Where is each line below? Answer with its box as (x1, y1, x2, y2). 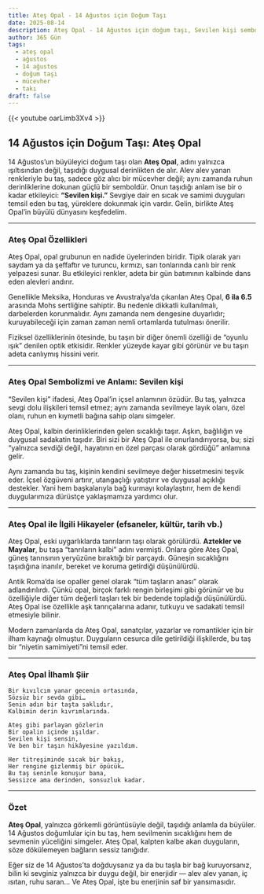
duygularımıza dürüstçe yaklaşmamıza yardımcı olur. (8, 491, 178, 501)
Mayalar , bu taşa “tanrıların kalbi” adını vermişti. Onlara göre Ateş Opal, (8, 544, 240, 554)
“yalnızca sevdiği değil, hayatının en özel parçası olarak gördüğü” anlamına (8, 443, 251, 452)
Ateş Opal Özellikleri (8, 234, 88, 245)
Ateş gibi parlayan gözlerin (8, 721, 104, 730)
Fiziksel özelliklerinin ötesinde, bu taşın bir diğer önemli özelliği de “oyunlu (8, 333, 248, 342)
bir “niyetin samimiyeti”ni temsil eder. (8, 642, 128, 651)
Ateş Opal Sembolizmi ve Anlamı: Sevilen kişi (8, 377, 184, 388)
